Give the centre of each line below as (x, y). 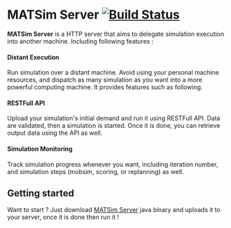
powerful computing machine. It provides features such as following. (105, 87)
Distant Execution (34, 57)
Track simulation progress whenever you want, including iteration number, (113, 164)
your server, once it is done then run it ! (63, 217)
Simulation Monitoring (40, 149)
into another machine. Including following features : (80, 41)
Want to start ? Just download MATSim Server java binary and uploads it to (114, 210)
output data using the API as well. (55, 133)
